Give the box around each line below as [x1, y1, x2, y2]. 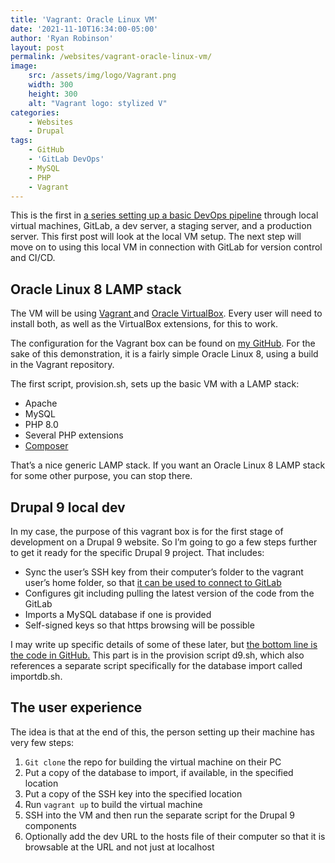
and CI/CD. [10, 252, 56, 264]
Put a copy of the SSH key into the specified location [24, 787, 243, 800]
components [24, 819, 77, 831]
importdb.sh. [10, 671, 63, 682]
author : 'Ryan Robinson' [10, 33, 114, 43]
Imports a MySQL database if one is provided [24, 609, 212, 620]
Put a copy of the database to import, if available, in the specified [24, 766, 294, 778]
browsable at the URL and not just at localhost [24, 841, 215, 853]
